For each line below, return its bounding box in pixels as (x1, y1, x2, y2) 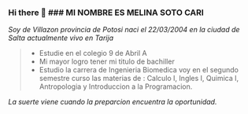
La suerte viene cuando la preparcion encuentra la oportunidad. (8, 97, 217, 107)
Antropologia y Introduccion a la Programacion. (39, 82, 193, 91)
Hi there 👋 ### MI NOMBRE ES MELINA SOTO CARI (8, 7, 205, 18)
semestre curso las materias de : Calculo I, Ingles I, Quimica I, (39, 74, 239, 83)
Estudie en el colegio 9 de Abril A (39, 49, 147, 58)
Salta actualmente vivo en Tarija (8, 33, 114, 42)
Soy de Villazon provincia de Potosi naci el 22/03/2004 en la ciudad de (8, 25, 240, 35)
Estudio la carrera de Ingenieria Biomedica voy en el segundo (39, 65, 239, 75)
